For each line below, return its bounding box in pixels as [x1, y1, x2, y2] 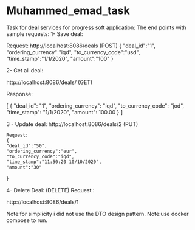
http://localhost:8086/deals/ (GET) [6, 78, 93, 86]
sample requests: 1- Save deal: [6, 30, 83, 37]
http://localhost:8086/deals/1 [6, 198, 79, 206]
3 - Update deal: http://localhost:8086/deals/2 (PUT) [6, 120, 139, 128]
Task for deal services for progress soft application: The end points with [6, 24, 186, 31]
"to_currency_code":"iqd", [6, 153, 75, 159]
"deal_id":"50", [6, 142, 47, 149]
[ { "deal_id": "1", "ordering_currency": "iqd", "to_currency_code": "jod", [6, 102, 185, 110]
